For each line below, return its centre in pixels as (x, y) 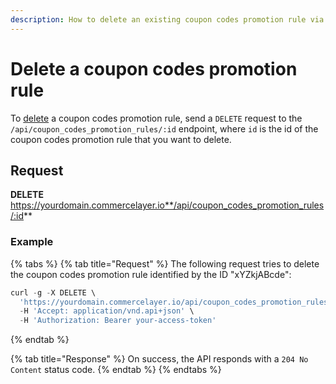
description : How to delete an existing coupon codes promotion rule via (167, 19)
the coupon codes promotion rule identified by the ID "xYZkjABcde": (151, 274)
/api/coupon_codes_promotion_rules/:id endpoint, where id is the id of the (164, 128)
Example (32, 242)
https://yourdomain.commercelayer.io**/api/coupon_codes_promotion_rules (167, 205)
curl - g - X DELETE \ (53, 292)
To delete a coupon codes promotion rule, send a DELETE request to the (156, 118)
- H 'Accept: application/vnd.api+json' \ (107, 311)
